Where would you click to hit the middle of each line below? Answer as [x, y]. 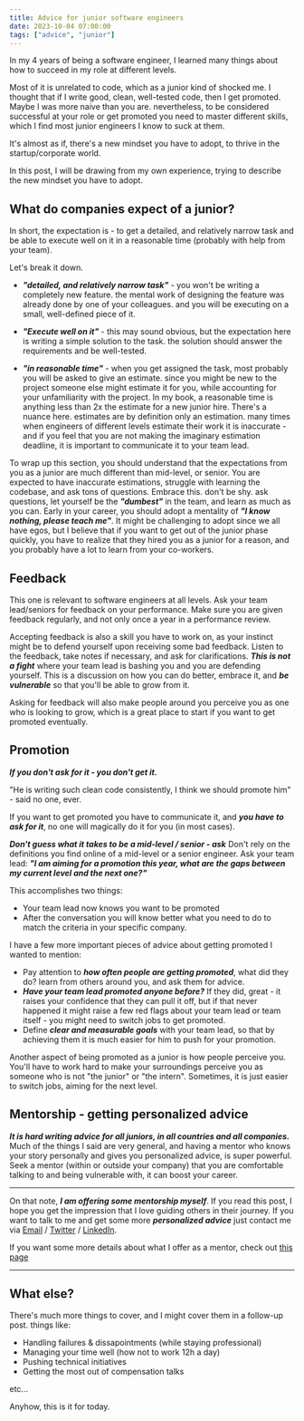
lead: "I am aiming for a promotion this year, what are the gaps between [147, 863]
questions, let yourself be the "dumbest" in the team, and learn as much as [150, 502]
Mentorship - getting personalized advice [129, 1114]
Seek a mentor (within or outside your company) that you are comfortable [147, 1165]
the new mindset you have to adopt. [76, 180]
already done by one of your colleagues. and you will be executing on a [156, 304]
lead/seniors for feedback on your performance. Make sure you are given [146, 609]
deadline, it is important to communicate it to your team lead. [136, 446]
